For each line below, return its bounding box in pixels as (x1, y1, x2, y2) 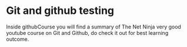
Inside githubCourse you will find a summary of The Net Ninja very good (6, 23, 181, 30)
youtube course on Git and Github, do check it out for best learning (6, 29, 169, 36)
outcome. (6, 35, 29, 42)
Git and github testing (6, 4, 115, 17)
